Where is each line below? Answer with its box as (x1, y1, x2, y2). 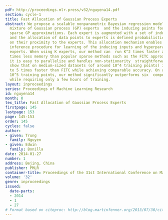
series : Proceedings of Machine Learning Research (5, 86, 113, 91)
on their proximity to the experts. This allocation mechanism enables (9, 40, 162, 45)
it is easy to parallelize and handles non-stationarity (9, 58, 131, 63)
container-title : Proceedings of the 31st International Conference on (5, 170, 157, 175)
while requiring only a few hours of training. (9, 77, 111, 82)
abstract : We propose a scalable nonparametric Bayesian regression (5, 21, 151, 26)
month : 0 (5, 95, 23, 100)
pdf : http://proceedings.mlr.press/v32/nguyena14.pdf (5, 7, 120, 12)
